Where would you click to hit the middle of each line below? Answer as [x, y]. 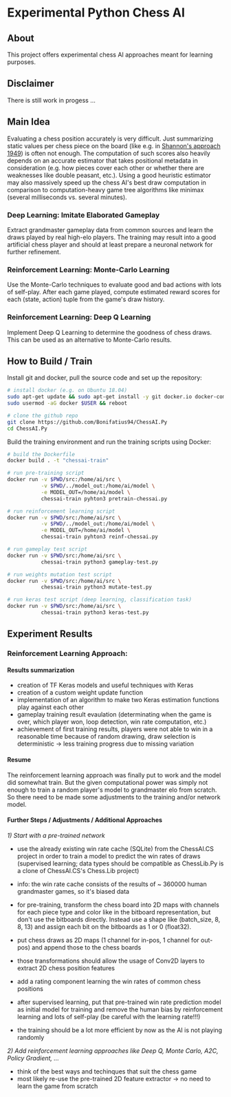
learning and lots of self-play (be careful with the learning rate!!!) [109, 1016]
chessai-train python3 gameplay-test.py [99, 562]
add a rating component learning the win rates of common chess [109, 981]
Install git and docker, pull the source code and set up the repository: [105, 378]
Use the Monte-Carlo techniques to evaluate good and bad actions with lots [114, 285]
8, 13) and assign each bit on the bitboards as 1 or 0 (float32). [104, 926]
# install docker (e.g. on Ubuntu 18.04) [67, 391]
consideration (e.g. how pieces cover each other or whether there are [106, 167]
